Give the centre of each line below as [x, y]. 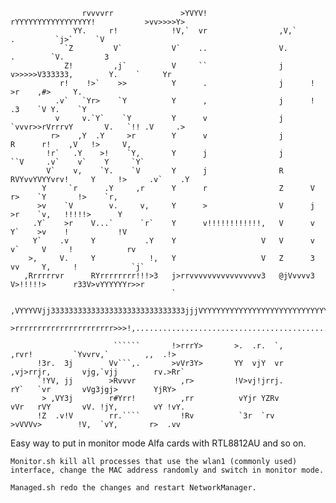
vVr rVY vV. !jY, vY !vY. [98, 407]
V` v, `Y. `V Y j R [165, 171]
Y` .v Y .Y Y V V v [173, 241]
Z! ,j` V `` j [173, 66]
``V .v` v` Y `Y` [77, 162]
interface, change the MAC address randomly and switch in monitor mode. [167, 470]
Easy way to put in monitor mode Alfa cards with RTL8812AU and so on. [158, 443]
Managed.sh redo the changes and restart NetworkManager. [133, 488]
